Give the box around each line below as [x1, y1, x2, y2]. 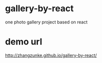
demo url [5, 36, 43, 47]
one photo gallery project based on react [5, 19, 88, 25]
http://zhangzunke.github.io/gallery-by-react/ [5, 52, 97, 58]
